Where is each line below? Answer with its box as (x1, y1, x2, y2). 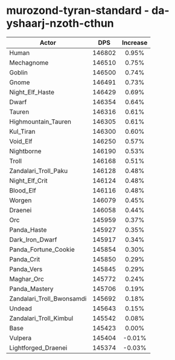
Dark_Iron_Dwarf (9, 235, 57, 244)
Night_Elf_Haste (9, 88, 55, 96)
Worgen (9, 196, 32, 205)
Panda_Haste (9, 225, 47, 234)
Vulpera (9, 333, 32, 342)
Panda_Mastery (9, 284, 54, 293)
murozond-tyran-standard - (6, 4, 150, 18)
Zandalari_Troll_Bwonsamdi (9, 294, 87, 303)
